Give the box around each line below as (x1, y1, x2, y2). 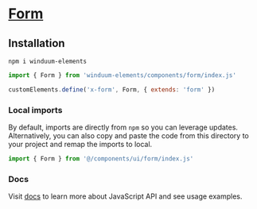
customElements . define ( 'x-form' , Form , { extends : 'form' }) (8, 85, 216, 94)
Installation (8, 37, 65, 50)
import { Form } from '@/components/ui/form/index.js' (8, 155, 194, 163)
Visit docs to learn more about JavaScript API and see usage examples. (8, 192, 243, 201)
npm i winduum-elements (8, 57, 88, 65)
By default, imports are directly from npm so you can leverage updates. (8, 122, 239, 132)
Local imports (8, 104, 63, 115)
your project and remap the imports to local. (8, 140, 153, 149)
